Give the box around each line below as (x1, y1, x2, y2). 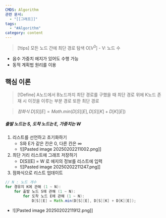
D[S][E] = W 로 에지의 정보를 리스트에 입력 (19, 158, 103, 164)
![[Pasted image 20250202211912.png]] (12, 207, 93, 213)
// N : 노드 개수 (5, 180, 37, 185)
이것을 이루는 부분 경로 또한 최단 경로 (28, 98, 100, 104)
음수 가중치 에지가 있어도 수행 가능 (12, 55, 79, 61)
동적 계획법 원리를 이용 (12, 62, 56, 68)
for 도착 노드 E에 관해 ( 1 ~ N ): (23, 194, 85, 199)
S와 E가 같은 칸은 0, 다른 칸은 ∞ (19, 140, 82, 147)
